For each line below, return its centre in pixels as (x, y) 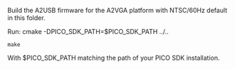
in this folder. (26, 18)
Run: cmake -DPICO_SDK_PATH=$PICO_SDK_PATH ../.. (88, 32)
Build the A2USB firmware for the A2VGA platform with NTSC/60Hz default (117, 10)
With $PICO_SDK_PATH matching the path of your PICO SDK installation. (114, 58)
